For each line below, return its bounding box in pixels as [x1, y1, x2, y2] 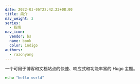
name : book [9, 39, 32, 43]
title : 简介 [5, 12, 28, 16]
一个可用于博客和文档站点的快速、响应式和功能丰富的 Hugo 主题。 [5, 66, 138, 71]
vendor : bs [9, 34, 32, 39]
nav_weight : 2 [5, 16, 34, 21]
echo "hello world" [5, 75, 45, 80]
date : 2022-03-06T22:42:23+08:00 [5, 7, 73, 12]
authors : [5, 47, 23, 52]
